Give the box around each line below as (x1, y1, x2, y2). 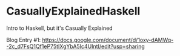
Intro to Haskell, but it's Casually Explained (6, 24, 113, 32)
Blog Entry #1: (6, 36, 41, 43)
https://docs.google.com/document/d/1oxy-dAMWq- (42, 36, 174, 43)
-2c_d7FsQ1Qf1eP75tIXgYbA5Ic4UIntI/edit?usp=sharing (6, 43, 145, 50)
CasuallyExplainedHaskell (6, 4, 141, 18)
